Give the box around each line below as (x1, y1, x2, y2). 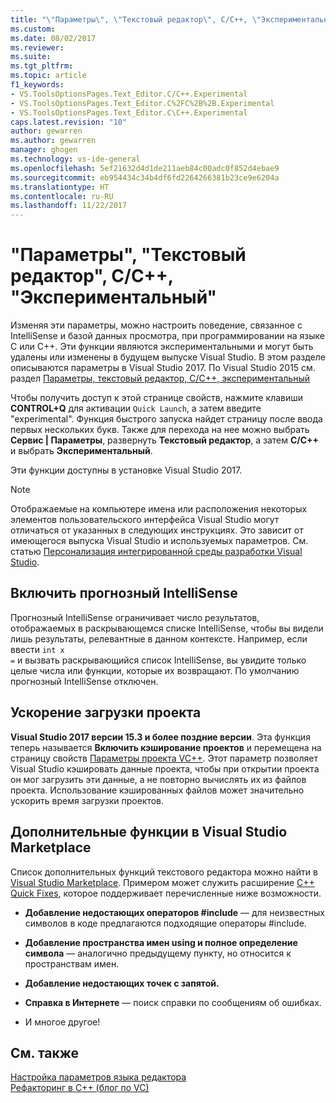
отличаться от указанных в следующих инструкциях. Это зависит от (10, 524, 304, 536)
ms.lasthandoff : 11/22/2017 (10, 201, 128, 211)
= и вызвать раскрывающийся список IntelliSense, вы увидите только (10, 654, 307, 666)
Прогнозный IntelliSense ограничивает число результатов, (10, 611, 260, 623)
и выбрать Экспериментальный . (10, 445, 153, 457)
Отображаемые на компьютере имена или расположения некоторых (10, 503, 308, 515)
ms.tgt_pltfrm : (10, 61, 74, 71)
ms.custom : (10, 24, 56, 34)
